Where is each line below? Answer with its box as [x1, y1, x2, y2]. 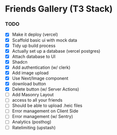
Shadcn [12, 59, 28, 65]
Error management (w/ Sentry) [12, 114, 73, 120]
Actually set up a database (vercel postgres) [12, 48, 101, 54]
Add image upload [12, 70, 49, 75]
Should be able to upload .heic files [12, 103, 83, 108]
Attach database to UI [12, 53, 56, 59]
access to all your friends [12, 97, 63, 103]
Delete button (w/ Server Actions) [12, 86, 79, 92]
